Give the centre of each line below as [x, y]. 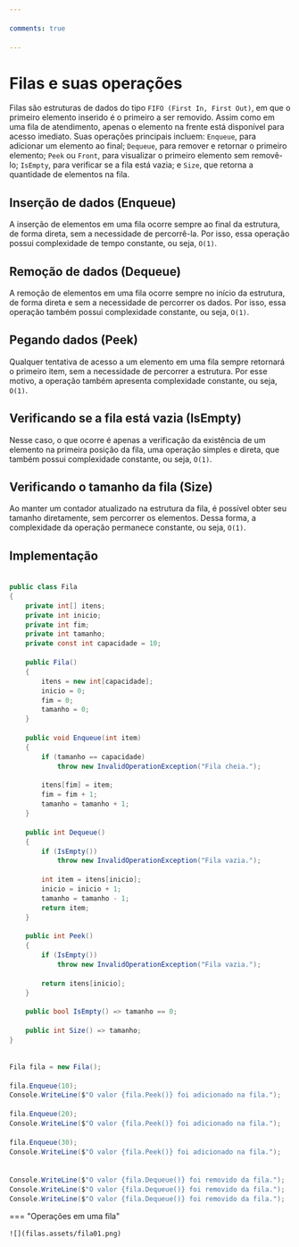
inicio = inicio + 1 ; [82, 889]
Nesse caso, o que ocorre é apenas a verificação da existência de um [137, 440]
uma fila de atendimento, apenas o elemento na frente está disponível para [147, 127]
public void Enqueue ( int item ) [83, 739]
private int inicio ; [63, 615]
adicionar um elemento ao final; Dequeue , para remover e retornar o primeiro [148, 146]
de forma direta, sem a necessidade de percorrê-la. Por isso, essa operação [149, 234]
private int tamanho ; [65, 634]
